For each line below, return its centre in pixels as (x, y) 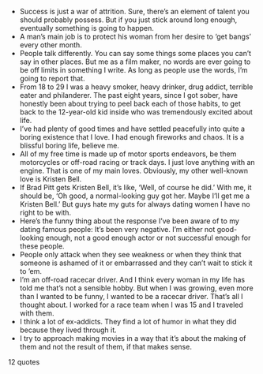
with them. (37, 313)
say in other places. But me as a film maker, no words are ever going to (135, 62)
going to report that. (52, 79)
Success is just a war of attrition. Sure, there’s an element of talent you (135, 11)
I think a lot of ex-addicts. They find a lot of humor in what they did (128, 322)
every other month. (51, 45)
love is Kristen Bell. (51, 179)
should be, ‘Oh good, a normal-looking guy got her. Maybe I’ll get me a (135, 196)
